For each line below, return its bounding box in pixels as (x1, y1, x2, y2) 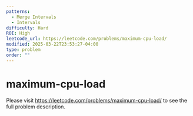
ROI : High (6, 30, 31, 36)
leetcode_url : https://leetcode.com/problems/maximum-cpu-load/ (6, 36, 167, 42)
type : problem (6, 47, 41, 53)
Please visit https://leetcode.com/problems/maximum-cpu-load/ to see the (6, 97, 187, 104)
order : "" (6, 52, 31, 58)
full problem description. (6, 103, 66, 110)
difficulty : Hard (6, 25, 49, 31)
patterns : (6, 8, 31, 15)
